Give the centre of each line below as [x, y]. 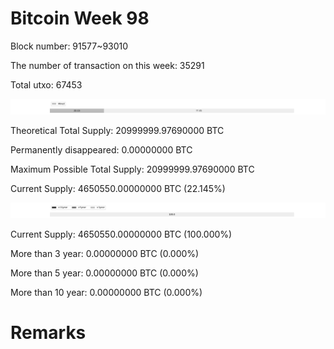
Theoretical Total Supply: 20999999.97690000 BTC [117, 131]
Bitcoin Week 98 [80, 18]
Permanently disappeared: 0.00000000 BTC [101, 150]
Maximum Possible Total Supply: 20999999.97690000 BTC [132, 169]
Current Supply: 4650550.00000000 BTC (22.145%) [118, 189]
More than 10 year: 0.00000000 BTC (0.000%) [106, 293]
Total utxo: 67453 [46, 84]
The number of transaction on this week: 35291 [107, 65]
